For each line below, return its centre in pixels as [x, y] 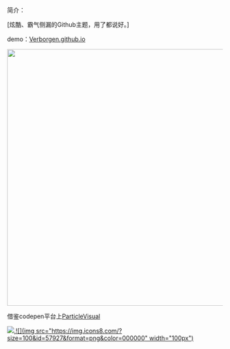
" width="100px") [169, 338]
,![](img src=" [33, 331]
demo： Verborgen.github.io [46, 39]
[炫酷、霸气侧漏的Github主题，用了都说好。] [68, 25]
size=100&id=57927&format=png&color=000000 [76, 338]
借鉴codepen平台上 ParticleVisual [54, 316]
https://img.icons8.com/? [87, 331]
